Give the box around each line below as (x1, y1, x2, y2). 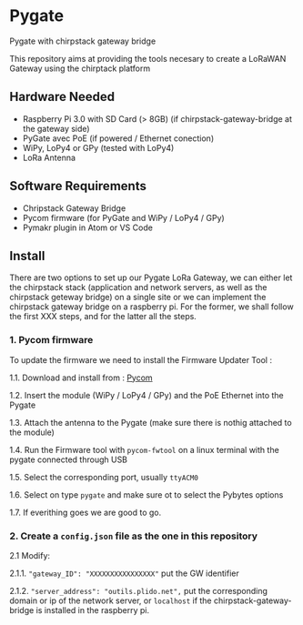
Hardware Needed (9, 89, 116, 105)
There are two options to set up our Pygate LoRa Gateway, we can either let (9, 272, 293, 283)
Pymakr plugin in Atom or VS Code (22, 222, 153, 233)
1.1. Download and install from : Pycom (9, 372, 153, 383)
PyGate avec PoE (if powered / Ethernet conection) (22, 133, 215, 144)
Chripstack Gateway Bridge (22, 202, 126, 214)
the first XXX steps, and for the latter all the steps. (9, 311, 197, 322)
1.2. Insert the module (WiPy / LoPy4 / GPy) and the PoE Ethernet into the (9, 389, 284, 400)
